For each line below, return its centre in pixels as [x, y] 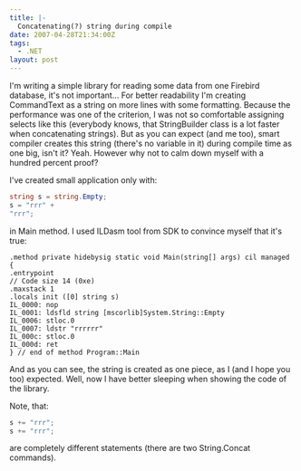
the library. [29, 388]
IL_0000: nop [34, 304]
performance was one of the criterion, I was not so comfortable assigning [147, 115]
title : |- [28, 18]
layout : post [34, 60]
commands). [33, 457]
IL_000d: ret [34, 344]
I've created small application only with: [83, 180]
